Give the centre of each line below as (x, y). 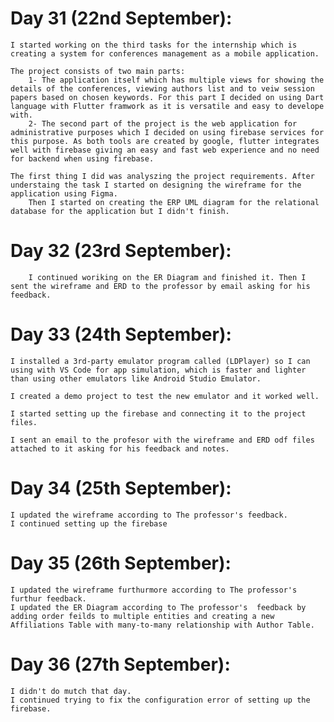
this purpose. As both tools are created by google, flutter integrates (165, 141)
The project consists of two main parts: (98, 71)
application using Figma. (64, 193)
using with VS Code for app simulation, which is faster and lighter (158, 370)
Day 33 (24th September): (121, 334)
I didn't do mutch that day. (71, 691)
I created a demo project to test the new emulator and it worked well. (165, 396)
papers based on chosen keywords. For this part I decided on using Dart (167, 97)
